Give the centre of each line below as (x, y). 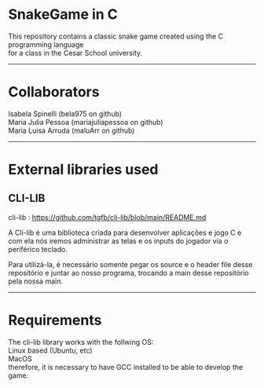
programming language (46, 44)
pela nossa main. (35, 281)
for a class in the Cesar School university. (75, 53)
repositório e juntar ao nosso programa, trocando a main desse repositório (128, 273)
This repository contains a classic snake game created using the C (116, 36)
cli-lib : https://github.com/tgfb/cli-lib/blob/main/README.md (107, 217)
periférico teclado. (38, 249)
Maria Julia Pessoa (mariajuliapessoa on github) (86, 122)
